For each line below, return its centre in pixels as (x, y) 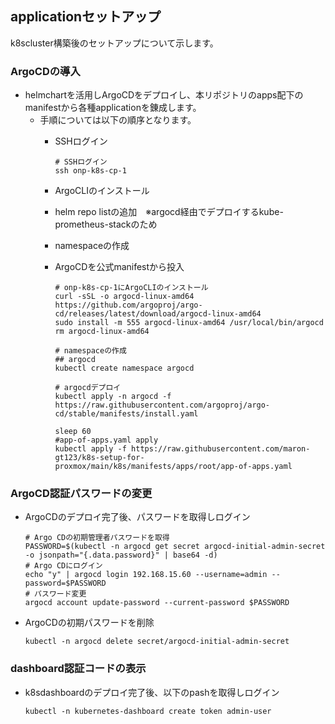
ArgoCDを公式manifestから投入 (119, 267)
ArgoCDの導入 (45, 71)
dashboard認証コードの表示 (78, 669)
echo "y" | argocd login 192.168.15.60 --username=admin (146, 575)
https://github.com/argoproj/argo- (128, 305)
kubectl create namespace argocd (124, 368)
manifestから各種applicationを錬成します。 (113, 108)
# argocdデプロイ (88, 388)
